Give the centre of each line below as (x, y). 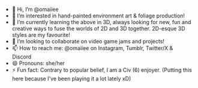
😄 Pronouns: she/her (38, 63)
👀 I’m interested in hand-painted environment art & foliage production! (98, 16)
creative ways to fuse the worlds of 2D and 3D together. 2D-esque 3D (98, 28)
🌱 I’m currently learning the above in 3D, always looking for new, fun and (101, 22)
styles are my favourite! (41, 35)
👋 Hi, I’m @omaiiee (35, 9)
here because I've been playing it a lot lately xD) (71, 79)
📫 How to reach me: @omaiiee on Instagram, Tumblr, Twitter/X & (92, 48)
